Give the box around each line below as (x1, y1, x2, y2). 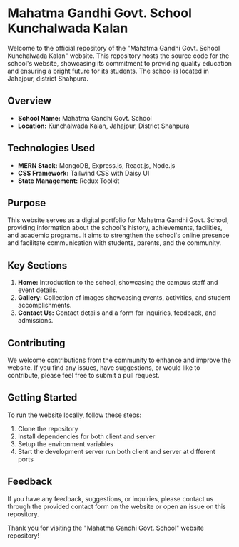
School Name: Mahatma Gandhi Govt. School (17, 114, 152, 122)
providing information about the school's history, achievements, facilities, (7, 224, 223, 232)
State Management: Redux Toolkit (17, 176, 120, 185)
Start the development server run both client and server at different (17, 447, 215, 456)
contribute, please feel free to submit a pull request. (7, 371, 160, 379)
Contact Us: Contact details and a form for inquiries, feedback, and (17, 308, 216, 317)
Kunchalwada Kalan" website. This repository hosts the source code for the (7, 51, 230, 60)
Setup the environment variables (17, 439, 114, 448)
